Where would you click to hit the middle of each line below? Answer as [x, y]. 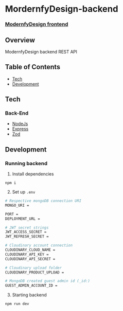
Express [20, 129]
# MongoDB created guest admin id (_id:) [48, 281]
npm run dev [17, 304]
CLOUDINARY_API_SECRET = [30, 259]
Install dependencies [33, 174]
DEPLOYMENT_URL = [23, 219]
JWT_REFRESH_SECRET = [27, 237]
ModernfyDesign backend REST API [41, 52]
